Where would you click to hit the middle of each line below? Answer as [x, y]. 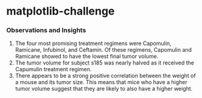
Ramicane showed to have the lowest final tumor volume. [87, 57]
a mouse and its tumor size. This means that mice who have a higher [101, 82]
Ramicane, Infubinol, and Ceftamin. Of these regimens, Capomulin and [103, 50]
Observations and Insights [46, 30]
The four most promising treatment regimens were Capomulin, [93, 43]
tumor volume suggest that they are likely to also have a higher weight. [104, 89]
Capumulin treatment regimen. [53, 69]
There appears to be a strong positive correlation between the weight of [105, 76]
